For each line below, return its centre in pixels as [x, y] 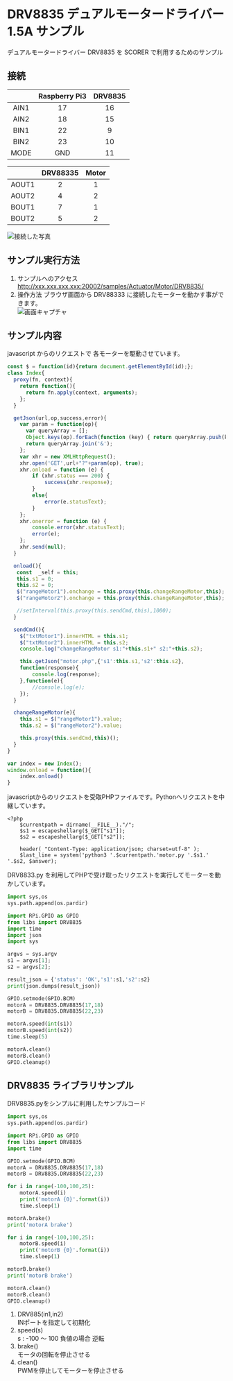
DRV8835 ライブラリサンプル [70, 1085]
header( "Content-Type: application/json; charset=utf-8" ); [110, 849]
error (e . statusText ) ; [76, 501]
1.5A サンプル [46, 32]
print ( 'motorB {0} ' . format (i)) [65, 1250]
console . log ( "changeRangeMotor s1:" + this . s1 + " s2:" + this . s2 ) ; [111, 649]
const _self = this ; [48, 572]
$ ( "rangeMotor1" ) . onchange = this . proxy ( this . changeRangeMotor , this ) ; [121, 592]
